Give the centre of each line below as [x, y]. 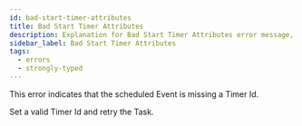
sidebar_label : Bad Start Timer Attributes [93, 43]
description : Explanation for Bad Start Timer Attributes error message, [152, 34]
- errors [34, 60]
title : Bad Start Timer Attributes [77, 26]
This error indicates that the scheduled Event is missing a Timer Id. [134, 94]
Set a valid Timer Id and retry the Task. [82, 111]
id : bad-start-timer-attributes [70, 18]
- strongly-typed [50, 69]
